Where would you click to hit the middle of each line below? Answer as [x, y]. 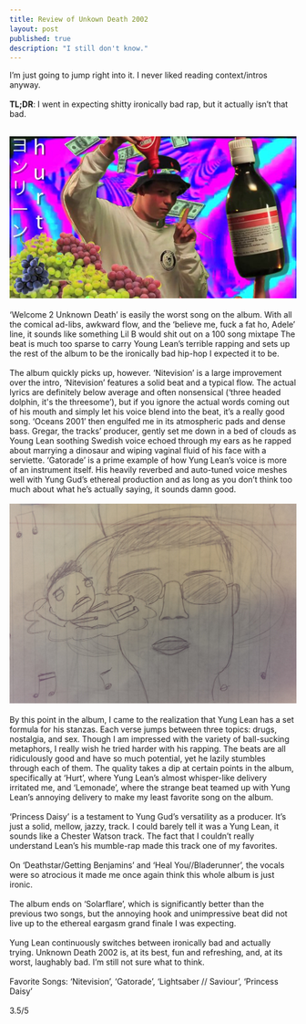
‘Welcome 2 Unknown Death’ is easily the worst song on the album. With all [151, 314]
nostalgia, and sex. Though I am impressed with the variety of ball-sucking [149, 738]
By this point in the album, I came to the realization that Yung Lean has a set [152, 719]
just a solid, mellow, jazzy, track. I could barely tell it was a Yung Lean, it [144, 826]
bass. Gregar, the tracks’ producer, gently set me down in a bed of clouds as [153, 431]
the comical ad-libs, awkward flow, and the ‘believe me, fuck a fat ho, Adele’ [153, 324]
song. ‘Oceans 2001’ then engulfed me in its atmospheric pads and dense [148, 421]
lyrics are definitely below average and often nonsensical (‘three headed [145, 392]
